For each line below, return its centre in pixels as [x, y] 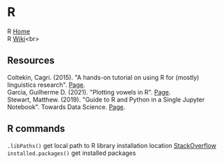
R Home [19, 31]
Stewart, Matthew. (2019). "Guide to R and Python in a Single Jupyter [106, 99]
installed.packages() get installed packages [72, 153]
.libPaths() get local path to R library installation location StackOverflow [112, 145]
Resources [31, 61]
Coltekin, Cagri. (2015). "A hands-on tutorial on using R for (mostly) [103, 77]
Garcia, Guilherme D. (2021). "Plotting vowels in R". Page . [89, 92]
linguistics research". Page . [46, 85]
